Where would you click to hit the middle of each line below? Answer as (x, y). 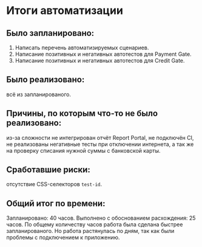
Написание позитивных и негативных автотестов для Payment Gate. (103, 54)
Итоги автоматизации (65, 11)
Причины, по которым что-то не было (82, 113)
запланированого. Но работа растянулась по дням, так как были (90, 231)
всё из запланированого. (39, 94)
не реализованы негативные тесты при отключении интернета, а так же (100, 144)
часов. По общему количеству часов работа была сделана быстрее (95, 224)
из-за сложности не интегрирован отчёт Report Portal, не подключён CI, (100, 137)
